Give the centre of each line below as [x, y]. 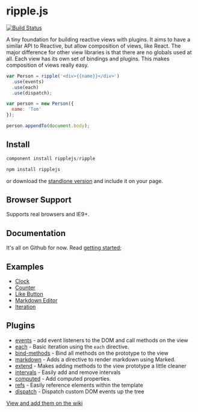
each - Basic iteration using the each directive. [72, 346]
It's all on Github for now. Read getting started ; [64, 248]
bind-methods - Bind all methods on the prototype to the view [91, 353]
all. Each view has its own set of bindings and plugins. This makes [88, 58]
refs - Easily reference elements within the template [79, 385]
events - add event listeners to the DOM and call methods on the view [101, 340]
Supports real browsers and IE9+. [48, 214]
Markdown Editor [36, 300]
